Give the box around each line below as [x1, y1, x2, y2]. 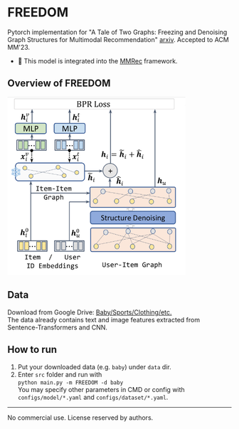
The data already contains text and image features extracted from [7, 315, 201, 324]
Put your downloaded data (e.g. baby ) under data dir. [17, 362, 172, 371]
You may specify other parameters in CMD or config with [17, 385, 185, 393]
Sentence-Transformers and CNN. [7, 323, 108, 332]
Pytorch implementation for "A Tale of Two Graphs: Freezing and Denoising [7, 28, 228, 36]
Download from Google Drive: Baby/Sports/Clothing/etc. [7, 307, 172, 317]
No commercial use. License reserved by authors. [7, 413, 154, 422]
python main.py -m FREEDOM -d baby [17, 378, 124, 386]
